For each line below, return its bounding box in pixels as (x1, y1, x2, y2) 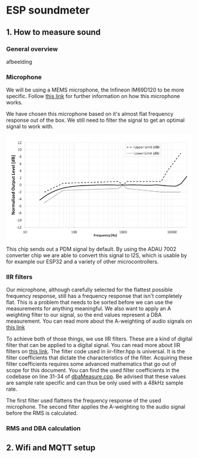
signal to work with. (6, 123, 54, 130)
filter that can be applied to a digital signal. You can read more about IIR (6, 342, 180, 349)
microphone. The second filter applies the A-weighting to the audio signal (6, 403, 186, 411)
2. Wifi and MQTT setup (6, 443, 96, 453)
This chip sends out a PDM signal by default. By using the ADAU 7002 (6, 246, 177, 253)
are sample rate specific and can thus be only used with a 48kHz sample (6, 379, 184, 386)
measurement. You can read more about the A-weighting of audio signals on (6, 317, 192, 325)
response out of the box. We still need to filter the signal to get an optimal (6, 116, 185, 124)
